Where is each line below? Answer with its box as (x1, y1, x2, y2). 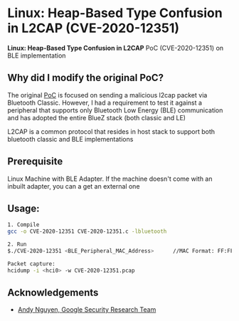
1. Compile (7, 221, 40, 228)
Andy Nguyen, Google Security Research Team (17, 305, 156, 314)
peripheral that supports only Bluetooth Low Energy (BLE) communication (7, 105, 223, 115)
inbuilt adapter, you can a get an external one (7, 181, 140, 190)
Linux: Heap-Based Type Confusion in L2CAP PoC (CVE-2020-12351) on (7, 43, 224, 52)
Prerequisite (7, 155, 63, 168)
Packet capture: (7, 260, 55, 268)
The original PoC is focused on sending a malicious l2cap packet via (7, 90, 208, 99)
